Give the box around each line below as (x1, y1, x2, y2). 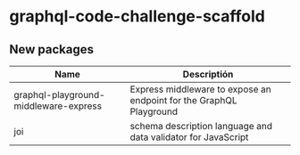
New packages (9, 42, 94, 57)
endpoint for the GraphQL (129, 94, 238, 106)
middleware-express (13, 100, 103, 112)
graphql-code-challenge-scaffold (9, 6, 265, 27)
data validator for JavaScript (129, 131, 249, 143)
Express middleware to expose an (129, 83, 271, 95)
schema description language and (129, 120, 273, 132)
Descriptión (182, 69, 234, 80)
